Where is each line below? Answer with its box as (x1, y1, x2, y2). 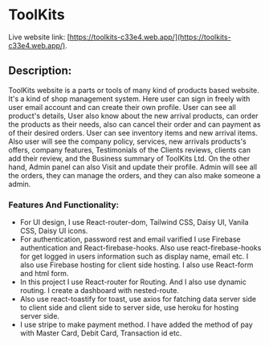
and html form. (19, 269, 69, 279)
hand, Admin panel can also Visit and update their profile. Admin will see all (8, 162, 258, 172)
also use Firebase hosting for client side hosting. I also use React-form (19, 260, 254, 270)
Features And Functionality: (8, 199, 120, 210)
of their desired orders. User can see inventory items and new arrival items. (8, 128, 259, 137)
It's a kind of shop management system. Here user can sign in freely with (8, 94, 251, 104)
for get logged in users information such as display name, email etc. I (19, 251, 249, 262)
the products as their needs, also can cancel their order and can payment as (8, 119, 261, 129)
